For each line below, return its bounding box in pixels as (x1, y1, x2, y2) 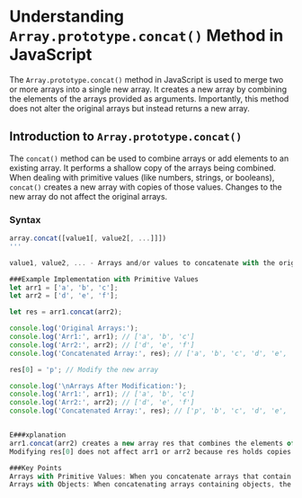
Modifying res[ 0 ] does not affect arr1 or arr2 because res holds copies (9, 447, 292, 456)
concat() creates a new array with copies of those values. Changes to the (9, 182, 282, 192)
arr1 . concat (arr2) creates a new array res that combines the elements (9, 439, 283, 448)
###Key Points (9, 463, 63, 473)
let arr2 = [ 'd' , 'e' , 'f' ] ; (9, 291, 119, 300)
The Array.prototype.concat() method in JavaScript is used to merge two (9, 74, 284, 84)
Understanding (9, 6, 124, 27)
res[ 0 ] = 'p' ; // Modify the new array (9, 365, 159, 374)
